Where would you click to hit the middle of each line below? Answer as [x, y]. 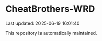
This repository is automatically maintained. [51, 33]
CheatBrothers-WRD [50, 9]
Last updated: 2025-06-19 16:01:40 [43, 23]
